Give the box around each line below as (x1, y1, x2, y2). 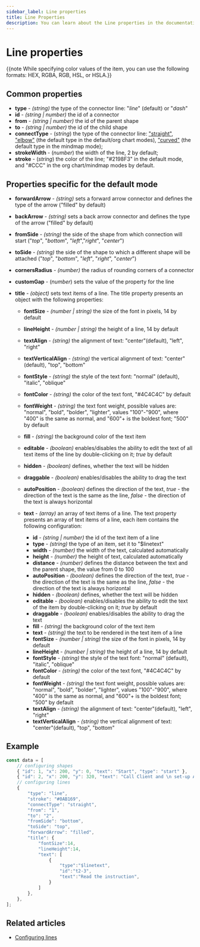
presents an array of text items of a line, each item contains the (23, 516, 179, 523)
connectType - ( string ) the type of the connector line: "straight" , (14, 130, 174, 137)
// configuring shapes (17, 763, 73, 769)
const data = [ (6, 757, 44, 763)
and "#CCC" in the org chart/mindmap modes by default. (14, 162, 155, 169)
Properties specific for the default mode (6, 179, 158, 189)
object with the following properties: (14, 296, 104, 303)
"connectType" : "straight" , (27, 801, 97, 807)
